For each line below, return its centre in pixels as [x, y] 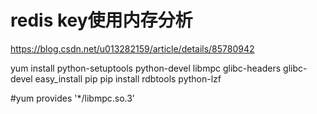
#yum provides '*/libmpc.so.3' [73, 98]
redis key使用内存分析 [101, 20]
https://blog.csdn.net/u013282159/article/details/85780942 [132, 48]
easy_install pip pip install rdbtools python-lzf [128, 78]
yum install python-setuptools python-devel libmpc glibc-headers [146, 68]
